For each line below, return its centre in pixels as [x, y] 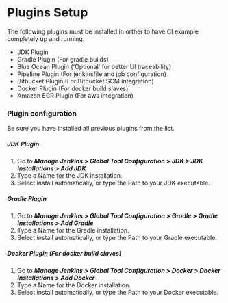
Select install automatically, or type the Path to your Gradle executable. [117, 238]
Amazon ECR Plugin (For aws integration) [75, 95]
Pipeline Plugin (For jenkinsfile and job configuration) [91, 74]
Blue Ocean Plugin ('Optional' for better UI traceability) [94, 66]
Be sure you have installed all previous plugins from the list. [91, 129]
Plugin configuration [42, 113]
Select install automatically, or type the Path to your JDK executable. [113, 183]
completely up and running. [46, 38]
